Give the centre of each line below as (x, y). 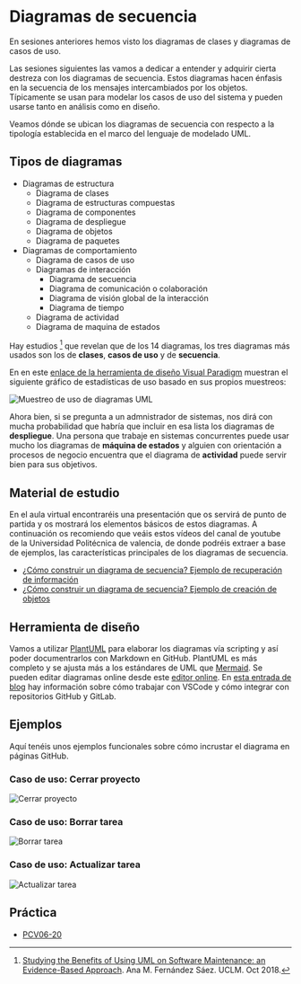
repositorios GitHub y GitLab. (63, 696)
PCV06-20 (42, 934)
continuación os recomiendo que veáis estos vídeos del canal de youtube (145, 534)
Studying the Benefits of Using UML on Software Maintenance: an (144, 960)
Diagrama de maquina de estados (98, 326)
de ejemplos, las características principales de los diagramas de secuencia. (149, 553)
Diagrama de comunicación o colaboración (128, 288)
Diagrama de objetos (74, 231)
